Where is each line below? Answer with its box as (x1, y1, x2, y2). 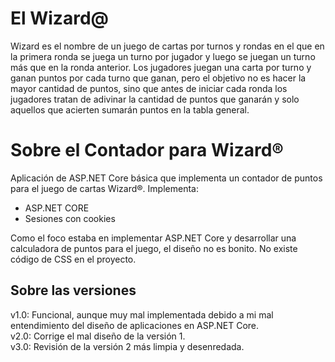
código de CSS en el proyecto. (10, 253, 137, 265)
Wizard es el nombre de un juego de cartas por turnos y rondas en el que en (10, 40, 325, 52)
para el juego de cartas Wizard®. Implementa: (10, 182, 199, 194)
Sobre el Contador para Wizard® (10, 139, 284, 162)
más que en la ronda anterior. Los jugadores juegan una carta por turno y (10, 61, 312, 73)
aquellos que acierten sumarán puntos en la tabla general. (10, 103, 250, 116)
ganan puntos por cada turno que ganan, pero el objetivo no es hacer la (10, 72, 307, 84)
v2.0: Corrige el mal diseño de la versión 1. (10, 330, 186, 342)
